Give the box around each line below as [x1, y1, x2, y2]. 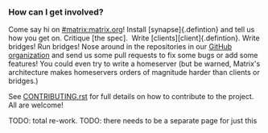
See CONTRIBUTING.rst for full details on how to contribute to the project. [8, 92, 254, 102]
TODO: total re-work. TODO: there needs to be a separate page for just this [8, 116, 258, 126]
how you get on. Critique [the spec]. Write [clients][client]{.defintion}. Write [8, 33, 260, 43]
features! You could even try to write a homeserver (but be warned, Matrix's [8, 59, 261, 69]
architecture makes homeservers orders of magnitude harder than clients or [8, 68, 260, 77]
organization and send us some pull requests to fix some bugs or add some [8, 51, 258, 60]
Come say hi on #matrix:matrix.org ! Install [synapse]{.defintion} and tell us [8, 25, 255, 35]
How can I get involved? [8, 6, 104, 18]
